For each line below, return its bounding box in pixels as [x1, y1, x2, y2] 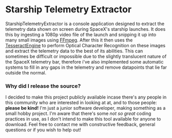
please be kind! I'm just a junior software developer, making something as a [5, 105, 166, 111]
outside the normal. [5, 69, 47, 75]
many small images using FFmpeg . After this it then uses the [5, 37, 133, 43]
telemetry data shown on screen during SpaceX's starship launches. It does [5, 26, 166, 32]
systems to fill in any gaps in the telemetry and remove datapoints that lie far [5, 64, 167, 70]
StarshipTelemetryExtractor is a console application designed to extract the [5, 21, 165, 27]
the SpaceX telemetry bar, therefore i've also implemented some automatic [5, 58, 164, 65]
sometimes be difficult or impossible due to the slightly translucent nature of [5, 53, 167, 60]
